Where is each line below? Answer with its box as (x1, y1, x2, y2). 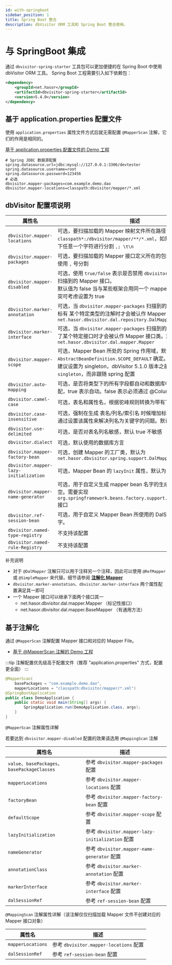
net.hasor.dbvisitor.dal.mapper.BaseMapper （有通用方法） (20, 607, 145, 613)
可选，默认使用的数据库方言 (57, 439, 124, 447)
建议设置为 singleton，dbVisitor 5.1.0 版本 (57, 363, 159, 370)
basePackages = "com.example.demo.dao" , (14, 681, 102, 686)
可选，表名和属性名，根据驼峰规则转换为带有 (57, 399, 165, 406)
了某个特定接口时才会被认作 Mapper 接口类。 (57, 333, 166, 340)
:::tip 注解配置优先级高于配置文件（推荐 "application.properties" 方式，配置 (5, 660, 163, 665)
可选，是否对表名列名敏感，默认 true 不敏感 (57, 428, 162, 435)
